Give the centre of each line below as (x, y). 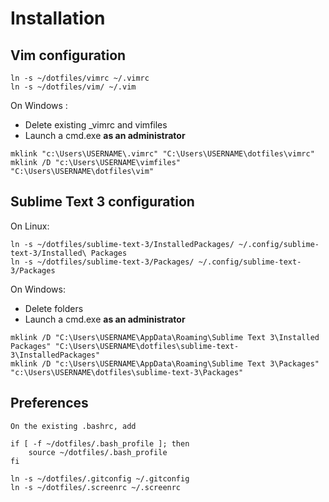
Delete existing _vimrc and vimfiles (96, 125)
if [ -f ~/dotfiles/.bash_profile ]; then (100, 443)
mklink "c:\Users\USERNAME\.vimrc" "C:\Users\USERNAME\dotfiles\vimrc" (162, 154)
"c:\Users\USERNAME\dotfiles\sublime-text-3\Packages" (127, 372)
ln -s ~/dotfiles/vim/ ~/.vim (73, 87)
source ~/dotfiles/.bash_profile (98, 452)
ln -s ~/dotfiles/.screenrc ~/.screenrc (96, 487)
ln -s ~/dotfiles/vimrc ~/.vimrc (80, 78)
